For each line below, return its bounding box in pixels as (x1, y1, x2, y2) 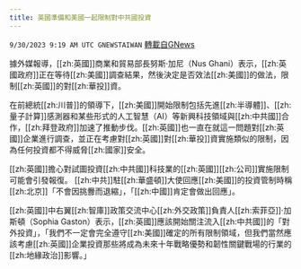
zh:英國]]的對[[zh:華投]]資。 (22, 80, 126, 91)
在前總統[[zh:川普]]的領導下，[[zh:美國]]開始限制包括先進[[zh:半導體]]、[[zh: (9, 100, 292, 110)
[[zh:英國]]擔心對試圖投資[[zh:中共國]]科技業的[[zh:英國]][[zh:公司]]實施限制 (9, 163, 289, 174)
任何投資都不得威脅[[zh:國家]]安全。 (16, 144, 151, 155)
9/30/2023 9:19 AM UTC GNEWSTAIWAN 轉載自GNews (9, 39, 195, 49)
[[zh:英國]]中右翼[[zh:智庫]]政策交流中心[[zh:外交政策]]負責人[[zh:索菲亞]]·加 (9, 204, 292, 215)
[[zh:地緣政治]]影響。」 (9, 249, 92, 260)
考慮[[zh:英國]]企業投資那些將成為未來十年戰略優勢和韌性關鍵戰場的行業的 (16, 239, 292, 249)
